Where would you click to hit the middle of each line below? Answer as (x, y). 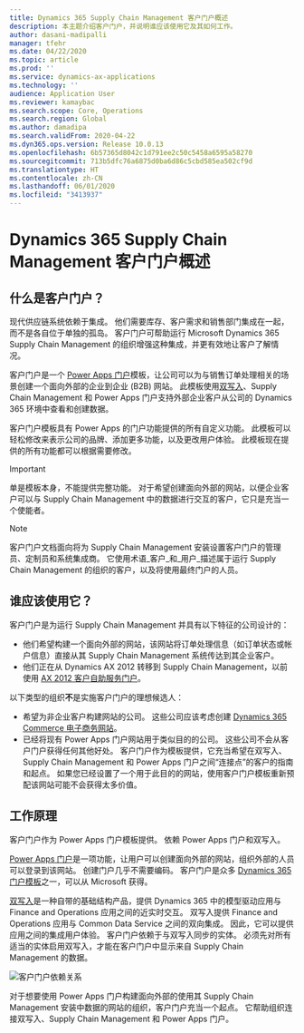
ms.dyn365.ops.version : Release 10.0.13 (87, 144)
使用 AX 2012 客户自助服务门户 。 (84, 677)
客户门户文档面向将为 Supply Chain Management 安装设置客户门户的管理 (146, 547)
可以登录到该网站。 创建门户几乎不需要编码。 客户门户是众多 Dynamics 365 (151, 870)
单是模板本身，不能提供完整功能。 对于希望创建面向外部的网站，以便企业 (145, 487)
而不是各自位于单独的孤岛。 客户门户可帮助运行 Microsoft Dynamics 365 (145, 333)
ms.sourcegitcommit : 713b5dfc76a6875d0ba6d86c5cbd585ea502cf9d (131, 161)
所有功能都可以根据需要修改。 (81, 451)
